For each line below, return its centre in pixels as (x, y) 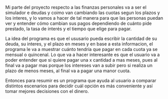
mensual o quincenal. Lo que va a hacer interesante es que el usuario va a (83, 55)
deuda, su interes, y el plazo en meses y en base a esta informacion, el (79, 44)
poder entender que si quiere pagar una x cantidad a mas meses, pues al (81, 60)
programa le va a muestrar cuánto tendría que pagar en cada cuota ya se (81, 49)
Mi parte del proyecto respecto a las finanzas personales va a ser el (76, 7)
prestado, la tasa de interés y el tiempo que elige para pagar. (69, 29)
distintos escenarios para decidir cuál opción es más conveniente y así (79, 86)
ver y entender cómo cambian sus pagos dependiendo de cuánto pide (78, 23)
